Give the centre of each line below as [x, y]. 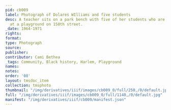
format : [13, 39]
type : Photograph [24, 43]
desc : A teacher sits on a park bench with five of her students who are [85, 19]
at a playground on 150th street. [46, 24]
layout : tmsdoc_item [27, 81]
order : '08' [18, 76]
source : [13, 48]
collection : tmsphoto [28, 85]
